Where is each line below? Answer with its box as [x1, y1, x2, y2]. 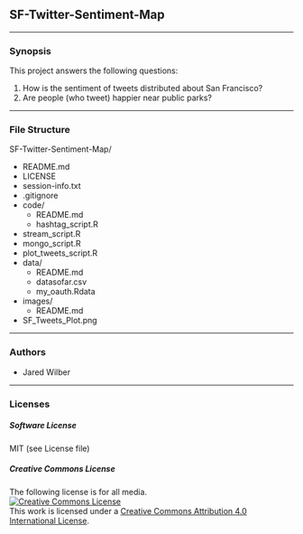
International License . [9, 515, 90, 526]
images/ [22, 295, 53, 306]
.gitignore [22, 190, 59, 201]
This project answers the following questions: [9, 65, 179, 76]
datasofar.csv [35, 276, 87, 287]
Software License [9, 420, 77, 431]
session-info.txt [22, 181, 81, 192]
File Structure [9, 124, 70, 136]
